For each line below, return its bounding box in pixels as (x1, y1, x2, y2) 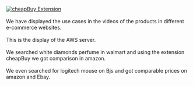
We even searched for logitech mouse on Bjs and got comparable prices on (6, 67, 188, 74)
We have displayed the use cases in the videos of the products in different (6, 18, 185, 24)
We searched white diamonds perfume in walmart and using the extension (6, 49, 185, 55)
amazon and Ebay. (6, 73, 51, 80)
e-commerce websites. (6, 24, 62, 31)
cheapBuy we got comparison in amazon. (6, 55, 106, 62)
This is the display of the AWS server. (6, 37, 96, 43)
